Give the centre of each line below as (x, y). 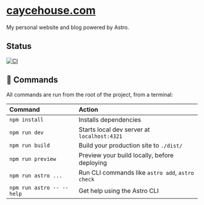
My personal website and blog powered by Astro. (68, 27)
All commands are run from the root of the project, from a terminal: (90, 94)
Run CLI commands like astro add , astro (136, 172)
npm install (27, 119)
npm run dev (27, 132)
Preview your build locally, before (126, 155)
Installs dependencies (110, 120)
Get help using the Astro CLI (119, 190)
